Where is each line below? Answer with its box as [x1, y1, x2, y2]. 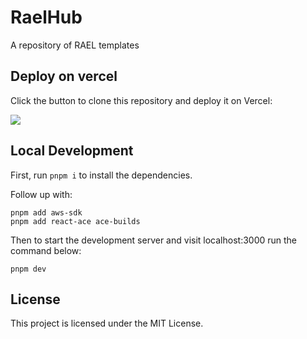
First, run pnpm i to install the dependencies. [10, 169, 193, 181]
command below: [10, 244, 82, 256]
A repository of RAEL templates [10, 39, 140, 51]
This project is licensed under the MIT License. [10, 317, 204, 330]
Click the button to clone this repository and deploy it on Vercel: [10, 94, 273, 106]
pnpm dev [10, 264, 47, 274]
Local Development [10, 142, 134, 160]
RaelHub [10, 6, 83, 29]
